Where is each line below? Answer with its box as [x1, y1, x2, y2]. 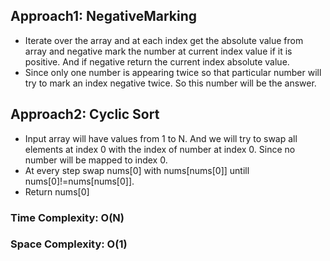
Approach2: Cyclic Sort [10, 106, 160, 123]
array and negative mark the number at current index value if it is [24, 45, 293, 57]
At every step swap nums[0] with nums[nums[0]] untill [24, 164, 250, 176]
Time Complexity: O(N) [10, 210, 125, 224]
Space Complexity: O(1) [10, 237, 128, 251]
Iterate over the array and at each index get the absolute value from [24, 34, 304, 46]
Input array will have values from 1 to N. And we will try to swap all [24, 132, 298, 144]
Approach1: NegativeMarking [10, 8, 198, 25]
